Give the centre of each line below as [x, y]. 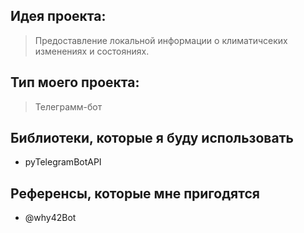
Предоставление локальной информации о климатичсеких [161, 40]
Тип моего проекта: [75, 82]
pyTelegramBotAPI [63, 162]
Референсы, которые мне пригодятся [135, 193]
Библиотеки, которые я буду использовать [152, 138]
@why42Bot [50, 218]
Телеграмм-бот [68, 106]
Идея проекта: [58, 16]
